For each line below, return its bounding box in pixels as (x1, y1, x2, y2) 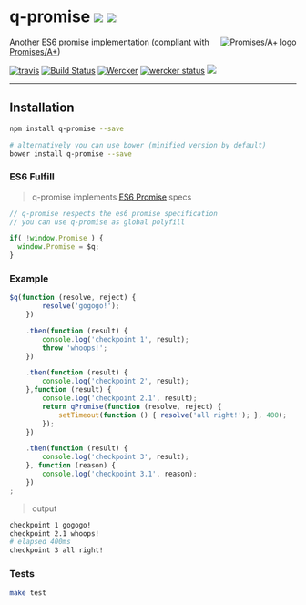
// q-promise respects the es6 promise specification (9, 209, 219, 218)
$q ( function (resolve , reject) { (9, 293, 137, 302)
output (31, 503, 57, 514)
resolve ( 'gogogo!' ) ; (42, 302, 120, 311)
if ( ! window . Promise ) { (9, 234, 104, 243)
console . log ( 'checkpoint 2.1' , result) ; (42, 394, 198, 403)
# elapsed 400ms (9, 538, 71, 547)
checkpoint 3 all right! (9, 546, 104, 555)
